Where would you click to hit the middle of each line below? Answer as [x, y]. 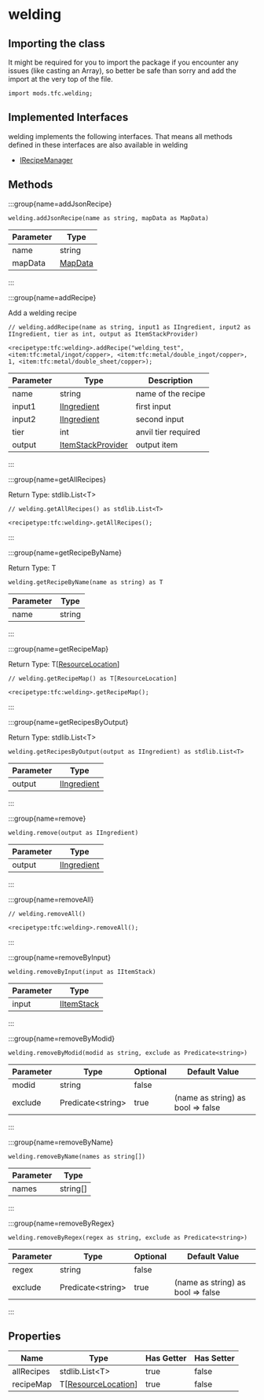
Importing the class [57, 44]
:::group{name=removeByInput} [60, 957]
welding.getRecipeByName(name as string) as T [86, 582]
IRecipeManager [46, 160]
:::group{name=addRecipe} [52, 297]
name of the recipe [170, 393]
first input [153, 406]
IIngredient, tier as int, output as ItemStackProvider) [103, 334]
